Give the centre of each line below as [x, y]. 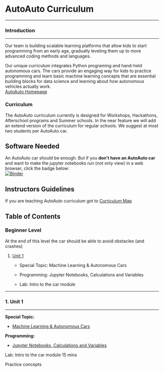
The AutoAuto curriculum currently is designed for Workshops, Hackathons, [81, 115]
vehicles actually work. [28, 86]
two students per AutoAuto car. [36, 131]
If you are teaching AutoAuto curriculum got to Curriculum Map [69, 201]
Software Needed [32, 146]
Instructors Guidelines [40, 189]
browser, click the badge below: [37, 168]
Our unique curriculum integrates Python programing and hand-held [74, 66]
